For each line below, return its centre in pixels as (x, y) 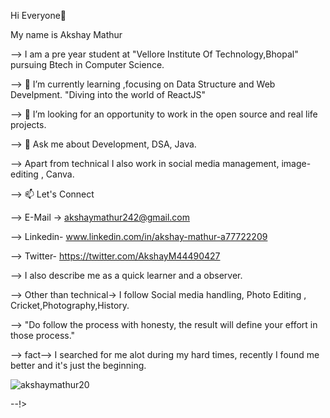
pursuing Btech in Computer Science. (87, 64)
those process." (43, 335)
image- (296, 163)
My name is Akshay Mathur (66, 34)
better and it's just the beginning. (78, 365)
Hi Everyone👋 (38, 15)
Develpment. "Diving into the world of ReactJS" (108, 94)
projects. (28, 124)
